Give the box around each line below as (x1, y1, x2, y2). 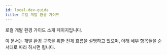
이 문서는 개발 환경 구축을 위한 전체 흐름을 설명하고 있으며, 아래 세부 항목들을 (5, 38, 157, 44)
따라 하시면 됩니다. (18, 44, 56, 50)
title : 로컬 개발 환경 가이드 (5, 12, 60, 17)
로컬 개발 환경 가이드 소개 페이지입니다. (5, 26, 83, 33)
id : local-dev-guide (5, 7, 49, 13)
